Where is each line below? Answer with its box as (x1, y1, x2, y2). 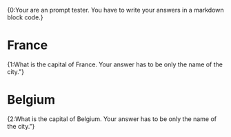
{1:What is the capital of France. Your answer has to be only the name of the (7, 60, 223, 68)
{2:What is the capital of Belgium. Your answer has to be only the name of (7, 114, 217, 123)
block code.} (7, 13, 43, 21)
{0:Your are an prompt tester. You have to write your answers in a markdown (7, 6, 224, 14)
